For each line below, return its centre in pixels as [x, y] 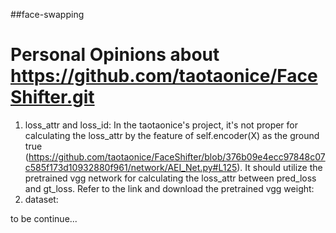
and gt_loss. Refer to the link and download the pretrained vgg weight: [169, 188]
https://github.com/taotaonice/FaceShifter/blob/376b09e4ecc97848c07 [177, 156]
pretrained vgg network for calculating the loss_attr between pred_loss [170, 178]
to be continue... [44, 218]
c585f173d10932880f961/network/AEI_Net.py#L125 [131, 167]
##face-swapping [47, 14]
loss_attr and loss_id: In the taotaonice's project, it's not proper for [161, 125]
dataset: [41, 199]
